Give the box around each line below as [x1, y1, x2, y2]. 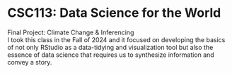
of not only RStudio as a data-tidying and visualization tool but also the [7, 43, 214, 51]
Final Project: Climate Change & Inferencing [7, 28, 134, 36]
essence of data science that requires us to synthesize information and [7, 51, 214, 59]
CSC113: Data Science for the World [7, 5, 221, 21]
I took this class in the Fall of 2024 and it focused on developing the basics [7, 35, 226, 44]
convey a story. [7, 58, 52, 66]
